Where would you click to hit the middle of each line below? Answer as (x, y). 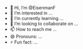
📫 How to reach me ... (33, 29)
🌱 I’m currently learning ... (37, 18)
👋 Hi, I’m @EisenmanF (33, 8)
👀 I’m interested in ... (31, 13)
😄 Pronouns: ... (26, 36)
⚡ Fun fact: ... (24, 42)
